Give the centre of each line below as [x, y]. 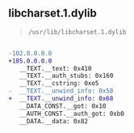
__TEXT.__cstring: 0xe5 [59, 84]
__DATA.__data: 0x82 [54, 121]
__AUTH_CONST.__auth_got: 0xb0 [72, 114]
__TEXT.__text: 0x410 [55, 68]
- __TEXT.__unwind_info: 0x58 [61, 91]
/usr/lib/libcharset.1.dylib [77, 32]
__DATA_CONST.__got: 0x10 [63, 106]
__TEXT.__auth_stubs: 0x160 [66, 76]
